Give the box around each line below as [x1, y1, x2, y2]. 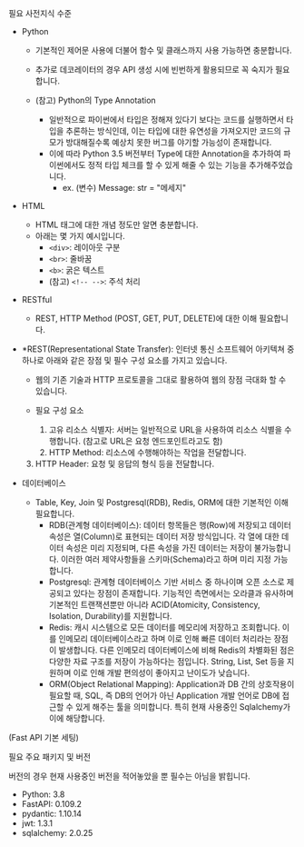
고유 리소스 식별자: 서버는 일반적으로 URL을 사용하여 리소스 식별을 [48, 424, 283, 434]
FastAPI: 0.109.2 [21, 799, 83, 809]
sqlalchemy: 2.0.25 [21, 828, 93, 838]
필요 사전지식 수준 [8, 8, 72, 18]
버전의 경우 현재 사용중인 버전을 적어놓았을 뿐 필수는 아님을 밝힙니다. [8, 771, 250, 782]
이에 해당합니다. [48, 712, 105, 723]
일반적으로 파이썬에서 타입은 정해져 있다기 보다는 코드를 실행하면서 [48, 115, 285, 125]
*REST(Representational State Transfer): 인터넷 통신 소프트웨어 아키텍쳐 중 [21, 344, 295, 354]
